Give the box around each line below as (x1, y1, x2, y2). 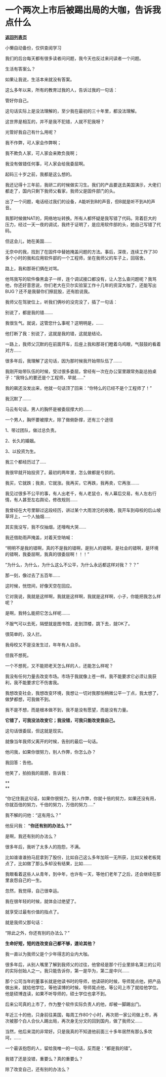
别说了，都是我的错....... (5, 309, 53, 315)
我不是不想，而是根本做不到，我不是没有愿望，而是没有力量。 (5, 707, 131, 713)
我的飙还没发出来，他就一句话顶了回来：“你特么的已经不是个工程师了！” (5, 385, 152, 391)
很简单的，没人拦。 (5, 631, 44, 637)
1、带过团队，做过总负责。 (5, 427, 59, 433)
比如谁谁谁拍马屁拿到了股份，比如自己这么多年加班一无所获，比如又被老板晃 (5, 854, 161, 860)
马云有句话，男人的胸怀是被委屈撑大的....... (5, 406, 92, 412)
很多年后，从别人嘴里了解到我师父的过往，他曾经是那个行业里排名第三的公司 (5, 961, 161, 967)
